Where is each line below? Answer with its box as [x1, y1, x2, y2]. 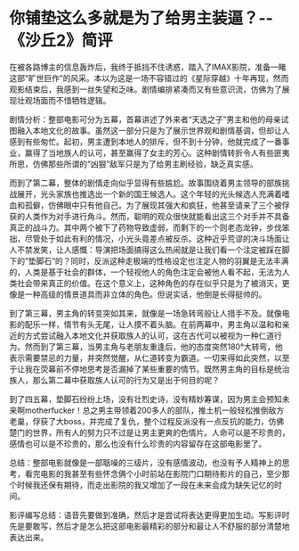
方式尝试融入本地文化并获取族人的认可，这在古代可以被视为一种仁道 [24, 330, 274, 341]
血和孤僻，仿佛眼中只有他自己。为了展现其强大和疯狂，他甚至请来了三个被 [9, 200, 282, 210]
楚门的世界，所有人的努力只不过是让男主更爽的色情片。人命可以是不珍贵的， [9, 427, 290, 438]
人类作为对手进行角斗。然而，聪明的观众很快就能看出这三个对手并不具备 [24, 210, 290, 221]
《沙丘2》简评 [9, 30, 113, 51]
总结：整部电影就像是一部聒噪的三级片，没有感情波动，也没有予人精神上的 [9, 456, 282, 468]
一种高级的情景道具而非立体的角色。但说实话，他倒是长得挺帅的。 [24, 289, 267, 300]
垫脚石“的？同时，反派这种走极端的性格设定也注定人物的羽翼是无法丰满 [28, 255, 289, 266]
